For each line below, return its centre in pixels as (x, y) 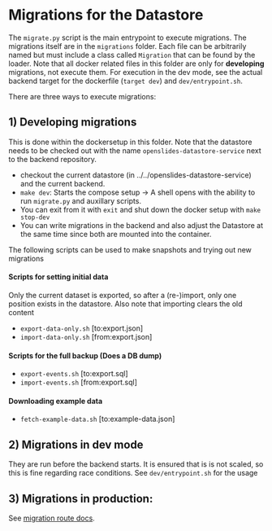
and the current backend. (63, 183)
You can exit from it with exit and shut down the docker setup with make (140, 209)
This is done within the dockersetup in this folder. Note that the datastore (130, 142)
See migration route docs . (52, 518)
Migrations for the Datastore (106, 15)
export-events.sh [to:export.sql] (74, 374)
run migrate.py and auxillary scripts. (81, 200)
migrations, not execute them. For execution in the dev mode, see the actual (136, 72)
